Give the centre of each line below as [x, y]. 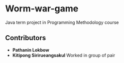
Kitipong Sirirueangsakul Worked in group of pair [64, 55]
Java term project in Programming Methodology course [62, 22]
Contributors [26, 38]
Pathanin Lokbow [31, 50]
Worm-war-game [42, 9]
